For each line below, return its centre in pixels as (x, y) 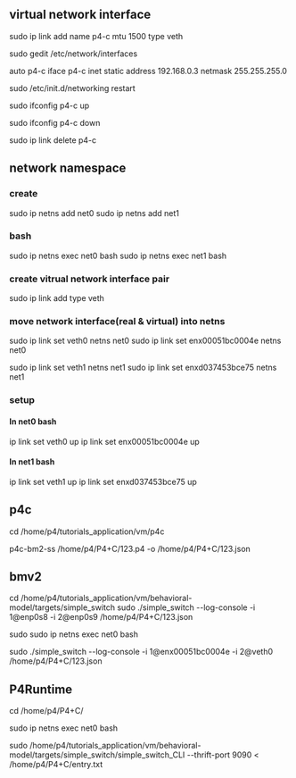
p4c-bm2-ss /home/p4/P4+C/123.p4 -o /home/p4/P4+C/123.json (130, 548)
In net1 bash (32, 462)
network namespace (68, 168)
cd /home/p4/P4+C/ (46, 711)
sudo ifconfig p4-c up (49, 105)
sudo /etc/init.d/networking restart (72, 88)
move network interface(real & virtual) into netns (117, 322)
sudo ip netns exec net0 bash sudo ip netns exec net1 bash (118, 255)
